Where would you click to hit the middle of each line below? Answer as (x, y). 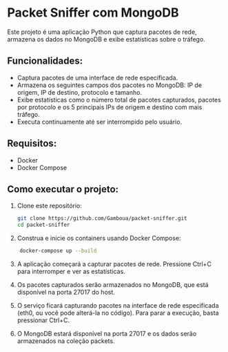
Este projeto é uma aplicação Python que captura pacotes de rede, (102, 32)
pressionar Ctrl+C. (43, 320)
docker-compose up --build (58, 251)
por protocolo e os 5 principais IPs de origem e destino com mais (110, 107)
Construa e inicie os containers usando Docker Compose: (99, 238)
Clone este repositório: (50, 206)
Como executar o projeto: (63, 189)
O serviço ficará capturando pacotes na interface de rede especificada (118, 305)
